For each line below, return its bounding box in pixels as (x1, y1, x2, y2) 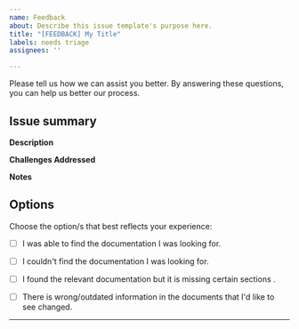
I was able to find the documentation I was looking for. (21, 237, 222, 249)
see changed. (21, 301, 73, 312)
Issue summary (9, 113, 97, 129)
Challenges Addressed (9, 154, 96, 164)
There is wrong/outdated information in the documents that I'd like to (21, 291, 275, 302)
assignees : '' (9, 46, 62, 55)
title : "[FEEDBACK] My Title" (9, 29, 122, 38)
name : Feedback (9, 12, 66, 22)
